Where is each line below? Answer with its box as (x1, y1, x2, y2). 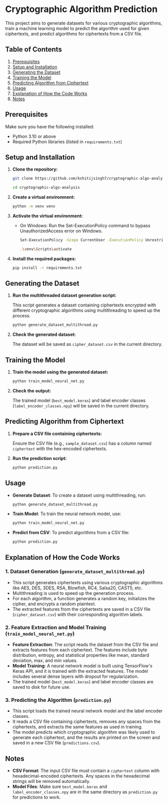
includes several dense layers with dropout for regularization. (12, 673, 139, 679)
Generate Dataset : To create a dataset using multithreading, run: (12, 492, 146, 498)
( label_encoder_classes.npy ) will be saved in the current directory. (12, 403, 150, 409)
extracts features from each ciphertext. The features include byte (12, 647, 147, 653)
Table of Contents (5, 45, 62, 54)
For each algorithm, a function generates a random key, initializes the (12, 595, 155, 601)
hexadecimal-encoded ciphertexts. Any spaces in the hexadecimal (12, 773, 150, 779)
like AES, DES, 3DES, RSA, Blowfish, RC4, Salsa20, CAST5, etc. (12, 585, 142, 591)
